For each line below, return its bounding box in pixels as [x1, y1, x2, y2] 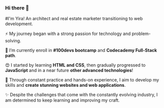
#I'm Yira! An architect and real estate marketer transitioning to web [5, 16, 143, 22]
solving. [5, 38, 21, 44]
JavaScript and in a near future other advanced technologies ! [5, 68, 133, 73]
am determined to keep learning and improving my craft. [5, 97, 120, 103]
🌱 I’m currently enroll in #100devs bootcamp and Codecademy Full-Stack [5, 47, 157, 53]
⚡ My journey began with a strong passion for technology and [5, 31, 131, 36]
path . [5, 53, 16, 59]
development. [5, 21, 33, 27]
